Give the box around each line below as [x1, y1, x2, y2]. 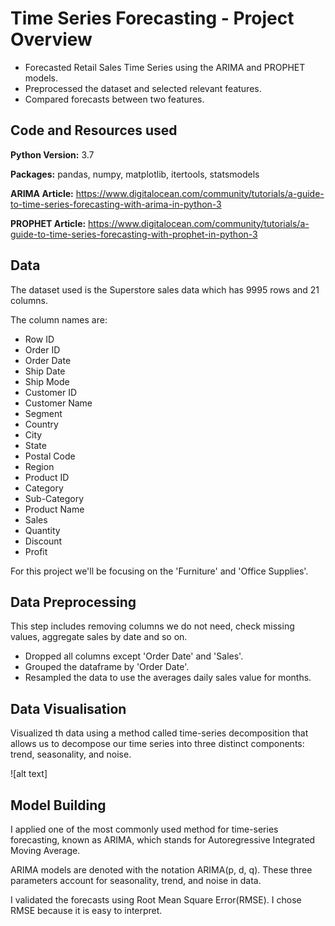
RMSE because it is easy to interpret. [10, 905, 163, 916]
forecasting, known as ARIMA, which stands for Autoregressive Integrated [10, 834, 316, 846]
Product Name [24, 503, 85, 515]
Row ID [24, 333, 55, 345]
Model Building [10, 797, 107, 814]
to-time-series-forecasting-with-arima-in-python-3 [10, 198, 222, 210]
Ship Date [24, 365, 66, 377]
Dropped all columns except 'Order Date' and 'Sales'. [24, 650, 244, 662]
